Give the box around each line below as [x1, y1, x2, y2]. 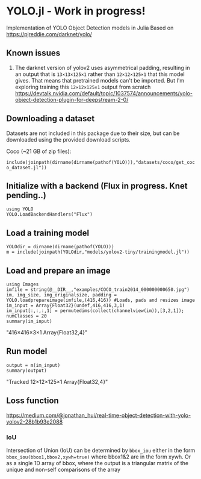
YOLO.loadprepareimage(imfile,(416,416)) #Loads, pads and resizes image [6, 297, 196, 303]
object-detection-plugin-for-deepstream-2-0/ [14, 96, 129, 103]
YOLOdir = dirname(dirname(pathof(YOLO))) [6, 244, 114, 250]
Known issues [6, 48, 61, 58]
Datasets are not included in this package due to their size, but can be [6, 130, 180, 137]
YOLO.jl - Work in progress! [6, 4, 146, 18]
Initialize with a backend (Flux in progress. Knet [6, 181, 188, 191]
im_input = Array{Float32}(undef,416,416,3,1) [6, 302, 125, 308]
